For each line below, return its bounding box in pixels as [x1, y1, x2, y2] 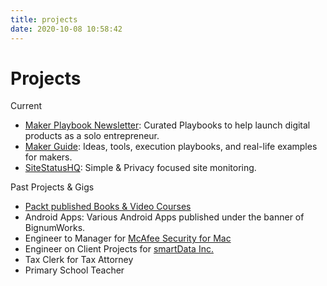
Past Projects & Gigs [10, 181, 95, 193]
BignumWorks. [24, 222, 86, 234]
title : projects [10, 14, 78, 25]
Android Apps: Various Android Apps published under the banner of [24, 211, 305, 223]
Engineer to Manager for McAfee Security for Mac [24, 232, 232, 245]
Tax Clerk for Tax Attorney [24, 254, 134, 266]
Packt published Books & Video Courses [24, 201, 192, 213]
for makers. [24, 151, 73, 163]
